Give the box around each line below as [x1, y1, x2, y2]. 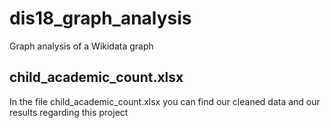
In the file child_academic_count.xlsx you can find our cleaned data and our [9, 95, 321, 107]
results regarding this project [9, 106, 129, 118]
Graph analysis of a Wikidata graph [9, 40, 154, 52]
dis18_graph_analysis [9, 7, 192, 30]
